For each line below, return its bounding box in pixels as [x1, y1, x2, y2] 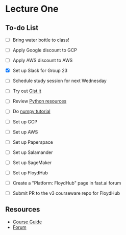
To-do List [5, 23, 39, 32]
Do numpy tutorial [12, 108, 51, 115]
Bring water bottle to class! [12, 37, 70, 43]
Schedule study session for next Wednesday [12, 77, 107, 84]
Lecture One [5, 3, 59, 15]
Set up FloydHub [12, 169, 48, 176]
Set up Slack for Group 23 [12, 67, 68, 74]
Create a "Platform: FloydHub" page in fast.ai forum [12, 179, 121, 186]
